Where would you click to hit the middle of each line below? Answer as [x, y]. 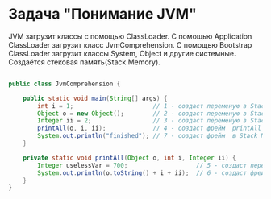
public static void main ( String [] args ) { [95, 98]
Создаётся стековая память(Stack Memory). [85, 62]
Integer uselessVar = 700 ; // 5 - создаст [142, 165]
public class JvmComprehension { [65, 84]
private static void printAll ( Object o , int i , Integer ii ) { [129, 158]
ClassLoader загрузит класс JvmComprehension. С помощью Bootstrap [130, 44]
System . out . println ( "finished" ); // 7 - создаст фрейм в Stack [148, 136]
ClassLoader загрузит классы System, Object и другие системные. [122, 53]
